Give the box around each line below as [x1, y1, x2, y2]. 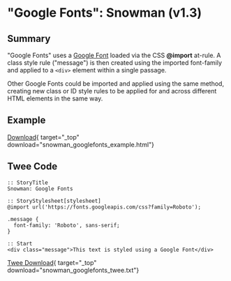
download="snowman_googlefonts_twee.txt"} [7, 266, 140, 274]
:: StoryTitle [7, 179, 49, 186]
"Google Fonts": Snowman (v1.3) [7, 5, 202, 21]
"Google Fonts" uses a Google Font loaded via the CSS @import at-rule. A [7, 51, 221, 59]
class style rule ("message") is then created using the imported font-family [7, 59, 222, 67]
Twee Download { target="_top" [7, 258, 97, 266]
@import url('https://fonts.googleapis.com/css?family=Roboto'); [7, 204, 201, 211]
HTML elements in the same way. [7, 94, 103, 102]
